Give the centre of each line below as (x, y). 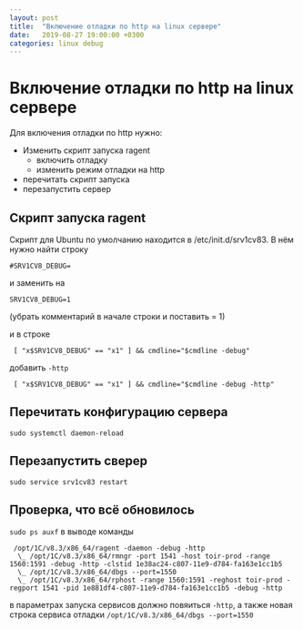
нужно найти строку (49, 249)
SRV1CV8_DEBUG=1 (40, 299)
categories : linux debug (56, 43)
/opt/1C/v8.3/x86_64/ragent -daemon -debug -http (109, 548)
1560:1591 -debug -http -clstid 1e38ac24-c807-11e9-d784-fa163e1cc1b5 (146, 564)
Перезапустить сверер (79, 461)
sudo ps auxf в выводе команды (72, 532)
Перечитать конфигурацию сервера (119, 412)
